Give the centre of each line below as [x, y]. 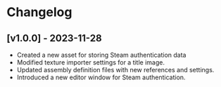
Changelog [39, 12]
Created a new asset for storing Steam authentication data [101, 55]
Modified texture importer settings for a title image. [90, 62]
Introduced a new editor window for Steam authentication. [101, 77]
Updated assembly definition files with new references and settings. [115, 70]
